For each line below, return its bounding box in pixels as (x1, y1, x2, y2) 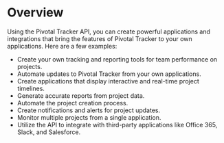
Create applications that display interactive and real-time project (16, 77, 199, 85)
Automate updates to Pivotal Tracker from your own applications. (16, 70, 201, 78)
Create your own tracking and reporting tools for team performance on (16, 55, 218, 63)
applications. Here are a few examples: (7, 42, 117, 50)
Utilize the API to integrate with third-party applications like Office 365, (16, 120, 218, 129)
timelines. (16, 84, 45, 92)
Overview (7, 5, 64, 21)
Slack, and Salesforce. (16, 128, 81, 136)
